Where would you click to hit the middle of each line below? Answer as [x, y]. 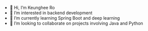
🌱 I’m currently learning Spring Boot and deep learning [65, 18]
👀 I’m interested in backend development [51, 13]
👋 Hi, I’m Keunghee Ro [32, 8]
